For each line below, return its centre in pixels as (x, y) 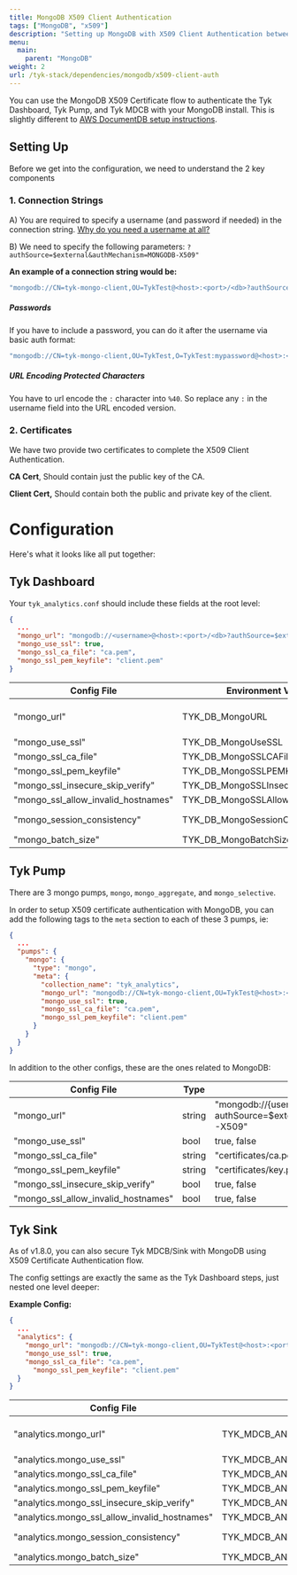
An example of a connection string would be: (93, 271)
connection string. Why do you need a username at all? (110, 229)
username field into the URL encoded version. (93, 408)
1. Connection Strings (56, 200)
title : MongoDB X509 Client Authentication (91, 17)
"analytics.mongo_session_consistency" (97, 1537)
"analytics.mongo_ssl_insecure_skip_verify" (104, 1503)
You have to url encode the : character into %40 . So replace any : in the (138, 398)
